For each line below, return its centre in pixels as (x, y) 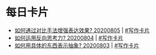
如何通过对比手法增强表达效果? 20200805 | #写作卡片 (82, 30)
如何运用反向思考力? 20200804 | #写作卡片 (69, 37)
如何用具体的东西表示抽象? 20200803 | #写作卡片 (77, 45)
